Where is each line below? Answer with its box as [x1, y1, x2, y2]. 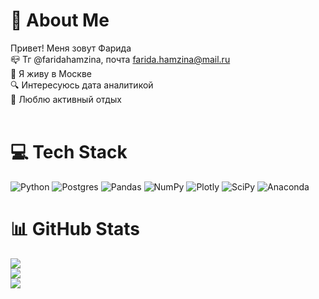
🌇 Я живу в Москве [10, 67, 92, 79]
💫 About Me [10, 9, 110, 32]
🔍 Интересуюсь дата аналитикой [10, 79, 154, 91]
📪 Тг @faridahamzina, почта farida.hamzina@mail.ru [10, 53, 231, 65]
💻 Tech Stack [10, 141, 128, 164]
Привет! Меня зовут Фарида [10, 42, 132, 54]
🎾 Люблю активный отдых [10, 93, 122, 105]
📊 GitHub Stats [10, 218, 141, 241]
